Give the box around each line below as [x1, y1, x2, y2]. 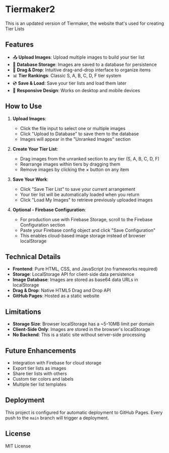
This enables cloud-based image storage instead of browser [20, 232, 146, 238]
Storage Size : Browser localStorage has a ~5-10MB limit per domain [12, 321, 155, 327]
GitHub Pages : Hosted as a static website [12, 293, 100, 299]
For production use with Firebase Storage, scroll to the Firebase [20, 216, 153, 222]
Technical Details [5, 252, 61, 261]
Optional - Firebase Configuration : [12, 207, 86, 213]
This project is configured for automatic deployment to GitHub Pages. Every [5, 409, 163, 416]
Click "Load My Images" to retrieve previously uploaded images [20, 196, 153, 203]
